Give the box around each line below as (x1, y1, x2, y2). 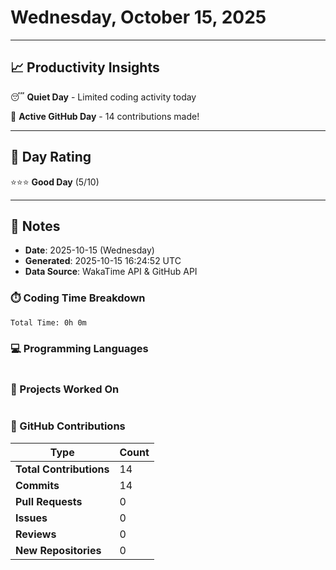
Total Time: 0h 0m (10, 317, 87, 328)
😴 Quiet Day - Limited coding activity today (10, 91, 197, 103)
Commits (15, 478, 60, 492)
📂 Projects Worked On (10, 382, 120, 396)
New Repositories (15, 543, 102, 557)
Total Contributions (15, 462, 110, 476)
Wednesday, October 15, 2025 (10, 6, 267, 29)
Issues (15, 511, 48, 525)
